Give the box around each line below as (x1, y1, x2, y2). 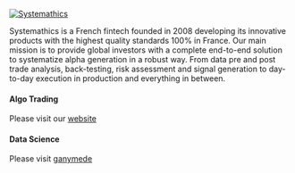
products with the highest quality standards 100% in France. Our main (9, 36, 266, 45)
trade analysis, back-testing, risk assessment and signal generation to (9, 63, 267, 74)
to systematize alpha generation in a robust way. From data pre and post (9, 54, 276, 64)
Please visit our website (9, 113, 97, 124)
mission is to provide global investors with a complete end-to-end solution (9, 45, 283, 55)
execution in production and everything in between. (35, 73, 226, 84)
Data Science (9, 134, 60, 144)
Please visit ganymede (9, 153, 93, 164)
